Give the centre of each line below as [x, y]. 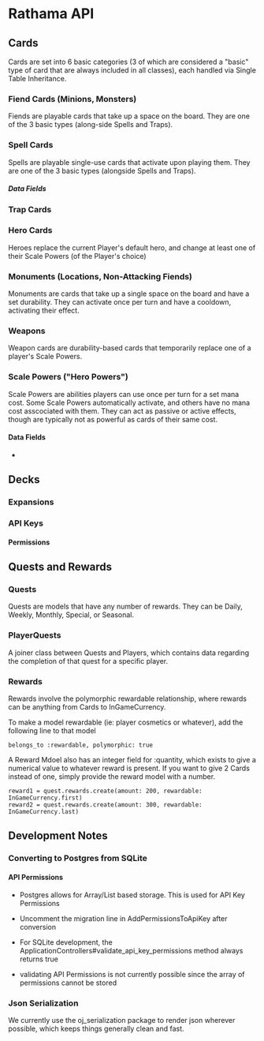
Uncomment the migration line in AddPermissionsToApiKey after [123, 918]
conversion [38, 927]
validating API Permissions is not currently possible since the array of [132, 974]
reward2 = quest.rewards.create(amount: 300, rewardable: [105, 805]
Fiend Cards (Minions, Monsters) [73, 99]
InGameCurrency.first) [45, 798]
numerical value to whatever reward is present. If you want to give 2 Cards [129, 768]
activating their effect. [44, 311]
